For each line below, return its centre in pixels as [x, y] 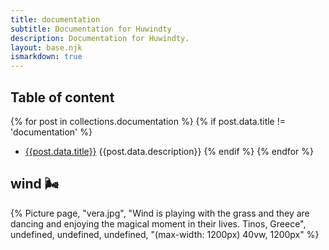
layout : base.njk [46, 47]
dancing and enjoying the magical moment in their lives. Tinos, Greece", [158, 223]
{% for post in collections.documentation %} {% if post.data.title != [148, 121]
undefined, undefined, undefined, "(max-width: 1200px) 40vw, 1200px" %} [165, 234]
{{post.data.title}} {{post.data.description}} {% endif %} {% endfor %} [169, 151]
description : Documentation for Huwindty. [100, 38]
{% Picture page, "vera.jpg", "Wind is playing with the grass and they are [160, 213]
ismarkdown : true [46, 57]
